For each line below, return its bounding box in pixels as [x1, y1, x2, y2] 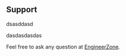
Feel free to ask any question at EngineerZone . [6, 43, 121, 50]
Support [6, 5, 37, 15]
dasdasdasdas [6, 32, 42, 39]
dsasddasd [6, 20, 34, 27]
